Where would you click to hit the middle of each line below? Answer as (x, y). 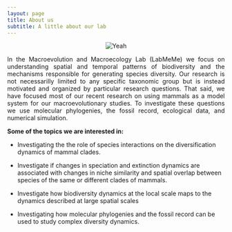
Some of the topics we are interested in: (66, 131)
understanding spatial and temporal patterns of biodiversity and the (116, 67)
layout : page (26, 13)
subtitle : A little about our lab (57, 26)
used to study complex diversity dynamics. (78, 222)
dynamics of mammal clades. (59, 152)
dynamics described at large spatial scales (78, 201)
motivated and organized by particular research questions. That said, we (116, 89)
